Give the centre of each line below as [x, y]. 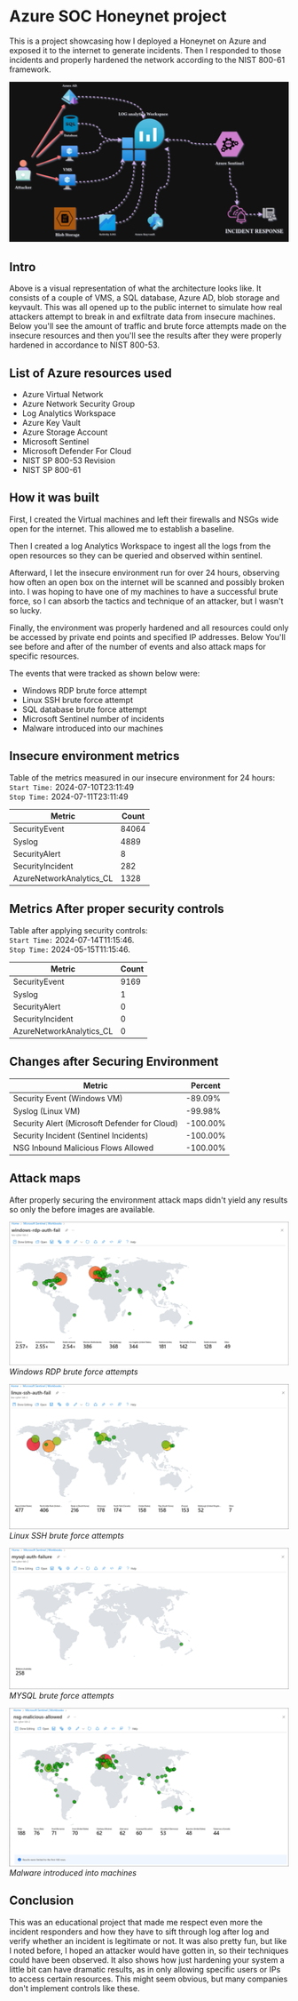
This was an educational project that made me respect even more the [136, 1922]
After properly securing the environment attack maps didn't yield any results [149, 1200]
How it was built [54, 498]
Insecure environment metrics [94, 756]
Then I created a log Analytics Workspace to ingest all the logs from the [140, 546]
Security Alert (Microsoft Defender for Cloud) [96, 1123]
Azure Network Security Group [78, 404]
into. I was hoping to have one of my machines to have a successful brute [144, 591]
